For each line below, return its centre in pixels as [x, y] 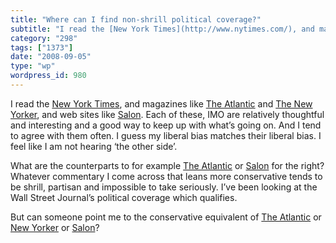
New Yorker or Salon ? [55, 227]
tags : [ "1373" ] [42, 47]
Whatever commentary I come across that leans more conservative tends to [166, 176]
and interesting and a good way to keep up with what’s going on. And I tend [166, 125]
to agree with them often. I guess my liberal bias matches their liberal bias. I [166, 135]
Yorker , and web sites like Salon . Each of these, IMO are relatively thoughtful [167, 114]
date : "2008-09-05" [51, 57]
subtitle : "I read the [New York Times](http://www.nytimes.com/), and [162, 29]
